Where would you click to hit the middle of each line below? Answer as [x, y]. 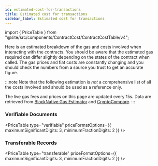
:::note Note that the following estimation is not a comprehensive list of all [78, 82]
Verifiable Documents [31, 115]
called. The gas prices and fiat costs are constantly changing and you [74, 62]
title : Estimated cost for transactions [46, 14]
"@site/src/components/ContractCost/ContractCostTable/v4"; [67, 37]
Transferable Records [31, 143]
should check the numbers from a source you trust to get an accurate [74, 67]
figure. [12, 73]
